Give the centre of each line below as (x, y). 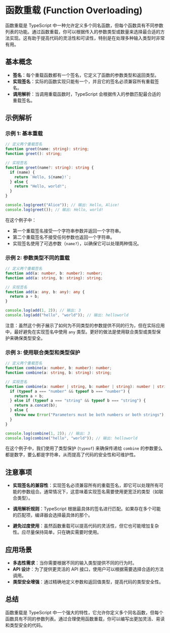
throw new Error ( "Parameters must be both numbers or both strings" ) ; (90, 415)
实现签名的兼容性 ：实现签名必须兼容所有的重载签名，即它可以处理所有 (86, 485)
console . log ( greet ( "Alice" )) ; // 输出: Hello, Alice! (62, 205)
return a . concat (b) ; (36, 406)
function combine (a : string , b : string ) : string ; (59, 373)
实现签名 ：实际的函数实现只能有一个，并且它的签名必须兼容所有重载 (83, 81)
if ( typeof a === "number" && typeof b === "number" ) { (70, 391)
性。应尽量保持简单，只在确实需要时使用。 (57, 532)
